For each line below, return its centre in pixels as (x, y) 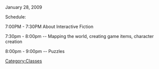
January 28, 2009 (24, 7)
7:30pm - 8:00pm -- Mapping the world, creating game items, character (79, 36)
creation (14, 41)
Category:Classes (24, 61)
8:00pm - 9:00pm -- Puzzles (35, 51)
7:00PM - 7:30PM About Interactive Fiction (49, 26)
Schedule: (16, 17)
